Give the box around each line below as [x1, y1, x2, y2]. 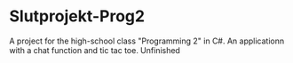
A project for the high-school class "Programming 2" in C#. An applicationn [9, 35, 285, 46]
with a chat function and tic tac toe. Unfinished [9, 44, 180, 55]
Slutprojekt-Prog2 [9, 6, 145, 27]
